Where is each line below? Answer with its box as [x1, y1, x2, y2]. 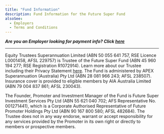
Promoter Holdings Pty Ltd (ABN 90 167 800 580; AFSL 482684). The [5, 108, 145, 114]
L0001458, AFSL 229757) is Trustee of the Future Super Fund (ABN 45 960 [5, 58, 156, 64]
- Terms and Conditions [9, 25, 58, 30]
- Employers [9, 20, 34, 26]
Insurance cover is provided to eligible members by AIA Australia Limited [5, 78, 151, 84]
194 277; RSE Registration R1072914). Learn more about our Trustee [5, 63, 142, 68]
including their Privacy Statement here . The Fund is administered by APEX [5, 68, 154, 74]
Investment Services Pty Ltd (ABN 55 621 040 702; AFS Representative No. [5, 98, 156, 104]
